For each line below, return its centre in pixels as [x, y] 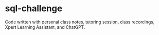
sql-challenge [34, 9]
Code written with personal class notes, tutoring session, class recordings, [80, 22]
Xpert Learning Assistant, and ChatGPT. [45, 27]
